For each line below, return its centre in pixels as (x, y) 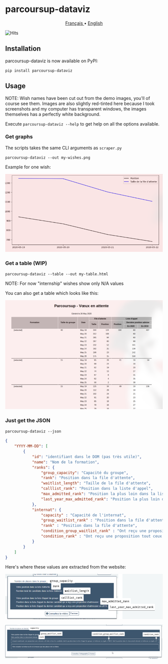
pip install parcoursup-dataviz (39, 71)
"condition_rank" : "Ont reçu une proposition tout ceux (101, 536)
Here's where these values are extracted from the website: (66, 567)
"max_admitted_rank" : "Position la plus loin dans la (98, 494)
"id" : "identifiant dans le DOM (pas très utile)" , (87, 457)
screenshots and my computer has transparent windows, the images (76, 108)
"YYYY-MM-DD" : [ (31, 446)
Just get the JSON (28, 420)
